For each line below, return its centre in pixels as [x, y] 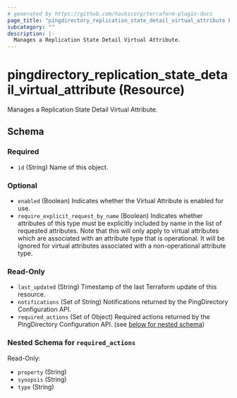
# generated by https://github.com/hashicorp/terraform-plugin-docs [110, 14]
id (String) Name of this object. [63, 167]
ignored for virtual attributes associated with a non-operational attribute [122, 246]
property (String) [42, 372]
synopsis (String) [42, 379]
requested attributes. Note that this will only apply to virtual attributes [118, 231]
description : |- [31, 34]
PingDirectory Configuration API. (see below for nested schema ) [111, 325]
